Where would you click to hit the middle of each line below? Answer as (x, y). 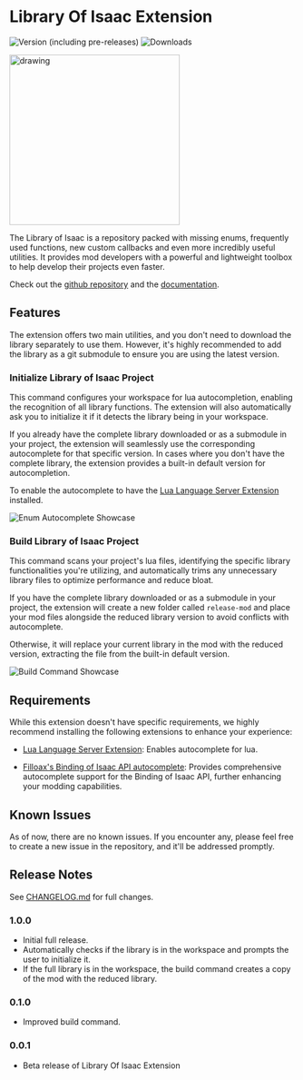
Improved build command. (71, 1022)
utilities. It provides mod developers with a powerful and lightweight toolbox (151, 257)
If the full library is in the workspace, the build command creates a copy (156, 969)
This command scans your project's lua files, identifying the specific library (150, 561)
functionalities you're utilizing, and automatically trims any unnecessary (143, 570)
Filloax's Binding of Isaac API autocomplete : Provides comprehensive (152, 767)
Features (35, 313)
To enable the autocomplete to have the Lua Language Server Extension (144, 490)
